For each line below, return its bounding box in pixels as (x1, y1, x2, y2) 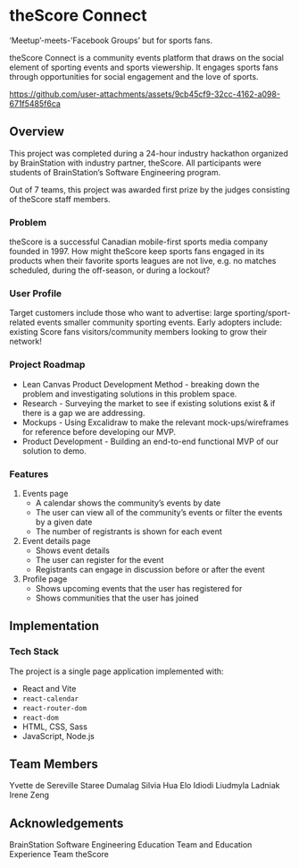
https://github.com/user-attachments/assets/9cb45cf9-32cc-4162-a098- (9, 89, 281, 99)
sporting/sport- (234, 308, 291, 319)
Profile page (21, 574, 68, 584)
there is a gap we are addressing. (21, 407, 145, 418)
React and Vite (21, 683, 77, 694)
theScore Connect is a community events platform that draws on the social (9, 52, 284, 63)
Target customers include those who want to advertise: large (9, 308, 233, 319)
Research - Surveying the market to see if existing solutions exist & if (21, 397, 276, 408)
